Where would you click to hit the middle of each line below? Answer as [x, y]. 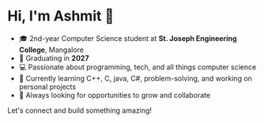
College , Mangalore [51, 50]
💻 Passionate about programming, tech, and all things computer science [138, 67]
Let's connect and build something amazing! [79, 110]
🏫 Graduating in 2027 [54, 58]
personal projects [47, 87]
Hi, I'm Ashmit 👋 [61, 16]
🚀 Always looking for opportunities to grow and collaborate [115, 95]
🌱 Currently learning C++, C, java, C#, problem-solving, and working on [135, 78]
